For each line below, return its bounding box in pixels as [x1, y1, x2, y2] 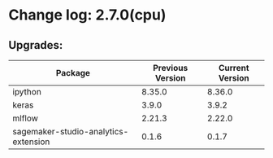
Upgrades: [8, 38, 63, 52]
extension [12, 136, 50, 147]
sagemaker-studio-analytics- [12, 126, 129, 137]
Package [55, 68, 91, 78]
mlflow [12, 112, 39, 124]
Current [218, 63, 249, 73]
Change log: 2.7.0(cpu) [8, 6, 167, 24]
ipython [12, 86, 42, 97]
